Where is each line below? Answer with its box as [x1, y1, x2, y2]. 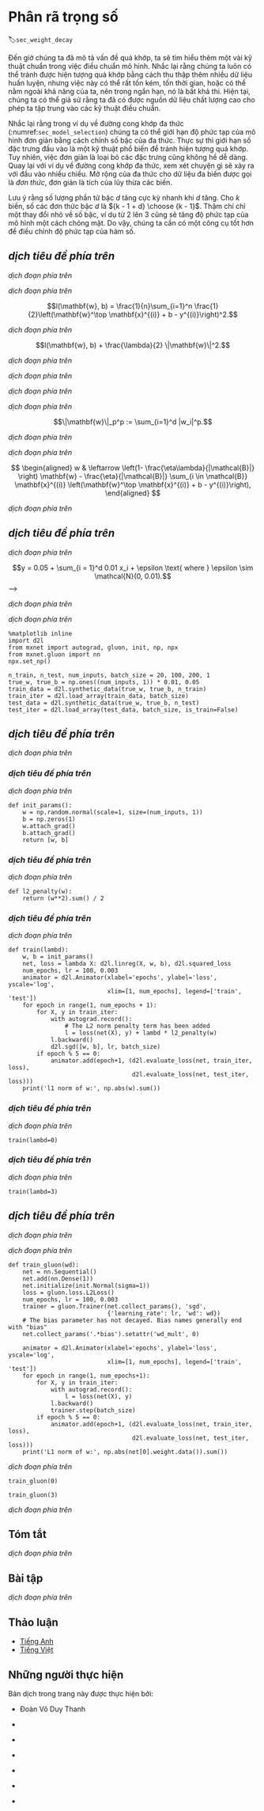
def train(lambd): [8, 946, 69, 954]
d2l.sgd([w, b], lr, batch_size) [50, 1043, 160, 1051]
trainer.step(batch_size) [50, 1406, 136, 1414]
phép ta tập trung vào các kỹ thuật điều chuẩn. [8, 103, 161, 112]
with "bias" [8, 1323, 47, 1331]
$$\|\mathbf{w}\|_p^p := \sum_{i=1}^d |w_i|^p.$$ [53, 416, 213, 427]
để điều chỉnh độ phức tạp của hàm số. [8, 226, 136, 236]
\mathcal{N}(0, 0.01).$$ [94, 571, 172, 581]
